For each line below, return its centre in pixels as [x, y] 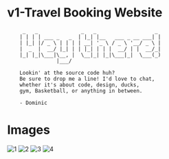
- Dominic [34, 103]
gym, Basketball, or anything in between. [81, 90]
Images [29, 130]
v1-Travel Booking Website [85, 13]
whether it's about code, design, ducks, [79, 85]
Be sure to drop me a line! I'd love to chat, [87, 79]
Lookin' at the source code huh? [67, 73]
